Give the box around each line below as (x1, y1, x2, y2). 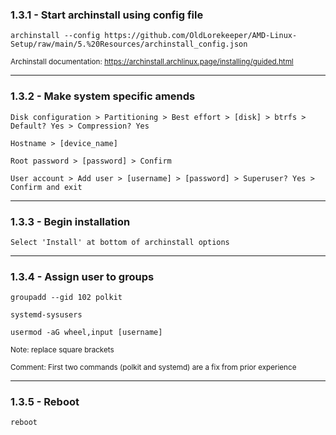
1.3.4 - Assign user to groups (10, 269, 155, 283)
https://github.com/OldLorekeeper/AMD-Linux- (104, 31, 298, 41)
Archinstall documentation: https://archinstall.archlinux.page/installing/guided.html (10, 57, 294, 67)
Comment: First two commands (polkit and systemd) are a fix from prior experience (10, 363, 297, 373)
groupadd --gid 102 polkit (10, 293, 123, 303)
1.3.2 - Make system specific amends (10, 89, 196, 103)
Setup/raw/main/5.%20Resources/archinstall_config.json (10, 39, 248, 50)
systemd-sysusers (10, 310, 83, 320)
